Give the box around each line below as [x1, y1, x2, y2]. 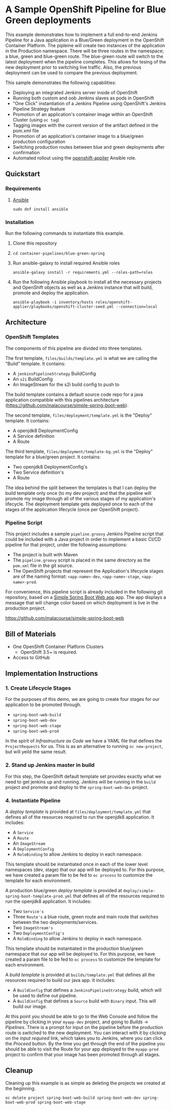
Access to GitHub [12, 654, 50, 660]
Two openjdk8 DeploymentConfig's [12, 463, 88, 470]
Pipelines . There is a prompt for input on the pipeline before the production [5, 1024, 163, 1030]
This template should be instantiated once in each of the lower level [5, 861, 148, 867]
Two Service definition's [12, 469, 64, 475]
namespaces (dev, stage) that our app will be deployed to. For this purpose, [5, 866, 165, 873]
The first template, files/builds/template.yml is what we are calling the [5, 355, 158, 361]
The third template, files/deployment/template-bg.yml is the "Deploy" [5, 448, 153, 454]
